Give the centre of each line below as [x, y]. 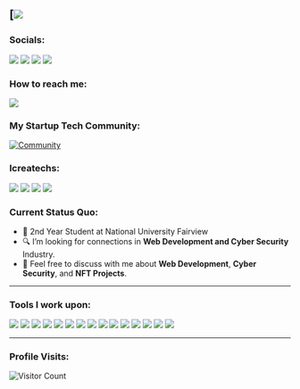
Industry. [38, 254]
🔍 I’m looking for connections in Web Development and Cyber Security [155, 241]
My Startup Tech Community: [75, 126]
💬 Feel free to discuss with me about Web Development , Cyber [139, 263]
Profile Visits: [39, 357]
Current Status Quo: [54, 211]
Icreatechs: [34, 169]
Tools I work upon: [50, 304]
